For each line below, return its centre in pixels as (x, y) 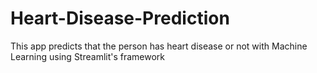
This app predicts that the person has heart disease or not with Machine (159, 46)
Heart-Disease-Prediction (120, 18)
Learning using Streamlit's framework (88, 56)
